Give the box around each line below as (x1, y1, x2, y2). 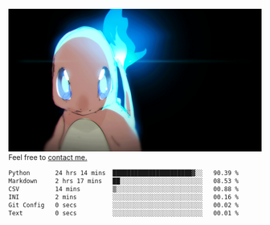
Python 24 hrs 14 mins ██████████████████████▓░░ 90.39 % (8, 169, 239, 177)
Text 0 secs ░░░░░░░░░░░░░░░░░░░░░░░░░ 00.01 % (8, 209, 239, 217)
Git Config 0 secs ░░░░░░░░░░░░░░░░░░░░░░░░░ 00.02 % (8, 201, 239, 209)
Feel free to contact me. (8, 152, 88, 162)
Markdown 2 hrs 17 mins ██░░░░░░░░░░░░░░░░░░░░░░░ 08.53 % (8, 177, 239, 185)
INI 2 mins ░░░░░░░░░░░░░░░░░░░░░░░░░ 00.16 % (8, 193, 239, 201)
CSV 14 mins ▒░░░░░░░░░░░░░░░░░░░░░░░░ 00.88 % (8, 185, 239, 193)
